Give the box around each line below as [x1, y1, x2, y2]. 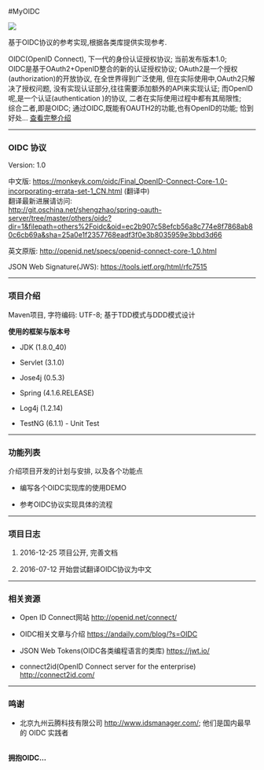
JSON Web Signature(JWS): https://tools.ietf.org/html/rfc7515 [8, 262, 207, 272]
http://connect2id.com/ [19, 670, 95, 680]
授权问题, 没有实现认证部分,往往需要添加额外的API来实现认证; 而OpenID [21, 84, 254, 93]
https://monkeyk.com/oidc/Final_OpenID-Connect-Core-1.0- [32, 177, 228, 186]
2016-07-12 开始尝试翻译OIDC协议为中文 [19, 565, 152, 574]
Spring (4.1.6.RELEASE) [19, 388, 94, 398]
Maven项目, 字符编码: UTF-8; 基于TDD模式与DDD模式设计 [8, 310, 196, 319]
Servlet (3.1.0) [19, 357, 65, 367]
